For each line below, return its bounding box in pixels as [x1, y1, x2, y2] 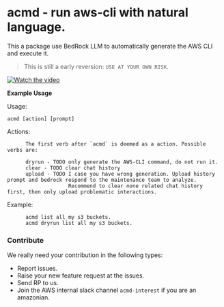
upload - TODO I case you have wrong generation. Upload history [25, 170, 215, 177]
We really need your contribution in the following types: [7, 251, 163, 259]
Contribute [7, 235, 44, 245]
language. [7, 19, 66, 35]
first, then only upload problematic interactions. [7, 188, 157, 196]
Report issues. [16, 265, 58, 273]
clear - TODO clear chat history [25, 164, 121, 172]
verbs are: [7, 146, 38, 153]
